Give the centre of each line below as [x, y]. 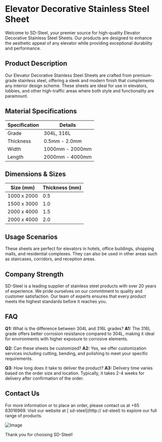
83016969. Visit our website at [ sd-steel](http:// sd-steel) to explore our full [81, 410]
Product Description [36, 63]
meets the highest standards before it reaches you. [56, 301]
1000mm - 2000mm [68, 149]
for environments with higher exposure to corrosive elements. [67, 338]
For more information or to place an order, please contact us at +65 [72, 405]
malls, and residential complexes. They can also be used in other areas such [81, 254]
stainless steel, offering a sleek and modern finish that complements [86, 80]
